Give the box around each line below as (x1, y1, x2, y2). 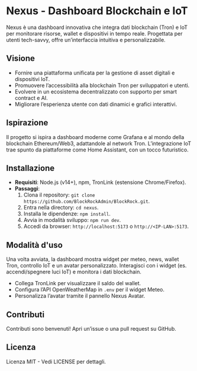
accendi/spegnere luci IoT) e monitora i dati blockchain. (6, 268, 142, 276)
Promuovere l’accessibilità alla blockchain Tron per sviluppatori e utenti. (14, 82, 190, 89)
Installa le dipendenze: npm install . (23, 210, 111, 217)
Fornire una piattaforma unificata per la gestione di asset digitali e (14, 69, 175, 76)
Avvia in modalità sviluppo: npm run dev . (23, 217, 121, 224)
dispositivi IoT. (14, 75, 50, 82)
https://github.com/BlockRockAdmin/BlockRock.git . (23, 198, 150, 205)
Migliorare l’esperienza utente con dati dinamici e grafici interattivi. (14, 101, 177, 108)
